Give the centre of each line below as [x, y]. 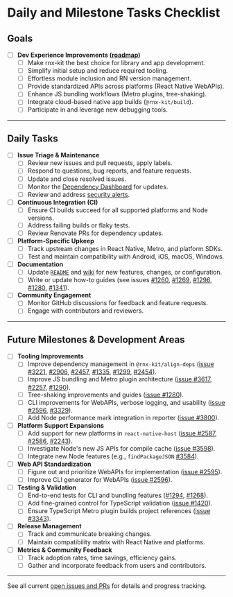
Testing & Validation [47, 487]
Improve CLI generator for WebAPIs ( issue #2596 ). [100, 480]
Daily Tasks [33, 138]
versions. [41, 218]
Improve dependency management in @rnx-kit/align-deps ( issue [121, 364]
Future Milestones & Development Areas [96, 339]
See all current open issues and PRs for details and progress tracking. [107, 586]
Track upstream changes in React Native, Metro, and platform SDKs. [125, 249]
